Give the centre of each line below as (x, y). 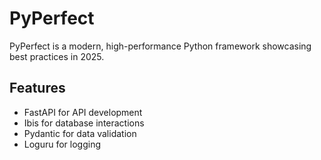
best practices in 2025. (57, 56)
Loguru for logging (62, 144)
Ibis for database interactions (84, 123)
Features (37, 88)
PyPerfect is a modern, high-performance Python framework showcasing (160, 46)
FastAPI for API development (83, 112)
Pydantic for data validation (80, 133)
